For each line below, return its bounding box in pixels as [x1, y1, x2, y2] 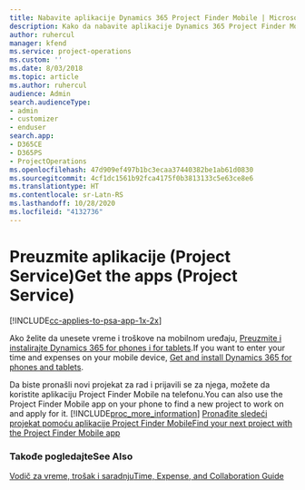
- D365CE [9, 140, 43, 149]
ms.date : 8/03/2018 [9, 64, 84, 73]
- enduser [9, 123, 47, 132]
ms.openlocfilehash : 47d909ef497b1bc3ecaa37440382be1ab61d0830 [9, 165, 254, 174]
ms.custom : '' [9, 55, 64, 64]
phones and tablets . [9, 361, 84, 372]
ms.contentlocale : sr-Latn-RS [9, 191, 124, 200]
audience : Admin [9, 89, 71, 98]
